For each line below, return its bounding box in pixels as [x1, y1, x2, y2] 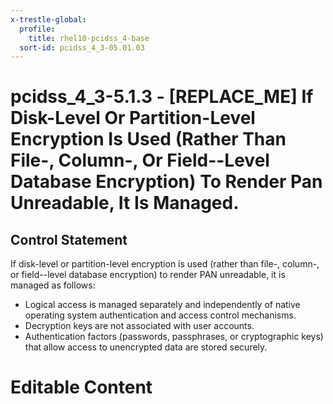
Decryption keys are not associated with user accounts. [24, 320, 255, 332]
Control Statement [10, 231, 128, 248]
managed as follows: [10, 279, 96, 291]
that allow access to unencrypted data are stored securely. [24, 341, 268, 353]
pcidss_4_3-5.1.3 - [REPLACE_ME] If [10, 86, 314, 108]
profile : [19, 24, 56, 34]
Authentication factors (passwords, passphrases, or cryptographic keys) [24, 331, 324, 343]
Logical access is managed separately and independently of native [24, 299, 301, 311]
